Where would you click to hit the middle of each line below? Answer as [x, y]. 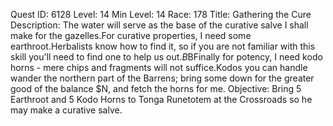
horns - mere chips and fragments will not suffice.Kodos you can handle [159, 67]
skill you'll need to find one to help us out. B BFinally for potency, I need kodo [166, 57]
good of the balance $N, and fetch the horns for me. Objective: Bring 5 [156, 88]
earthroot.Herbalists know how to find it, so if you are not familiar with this [163, 46]
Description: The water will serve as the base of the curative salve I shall [159, 25]
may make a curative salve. [66, 110]
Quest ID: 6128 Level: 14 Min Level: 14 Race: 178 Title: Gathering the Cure [161, 14]
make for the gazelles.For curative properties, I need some [131, 35]
